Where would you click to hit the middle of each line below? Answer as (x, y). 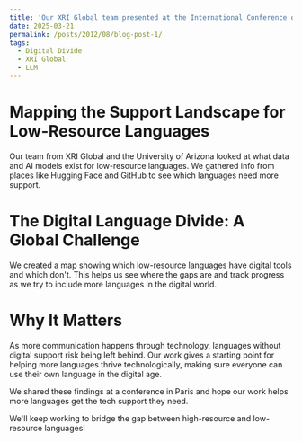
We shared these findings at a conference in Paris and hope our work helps (149, 391)
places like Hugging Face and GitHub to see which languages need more (144, 175)
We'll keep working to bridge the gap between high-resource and (130, 418)
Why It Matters (66, 320)
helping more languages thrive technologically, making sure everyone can (146, 364)
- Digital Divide (50, 51)
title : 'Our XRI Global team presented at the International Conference (148, 18)
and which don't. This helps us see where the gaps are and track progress (147, 274)
